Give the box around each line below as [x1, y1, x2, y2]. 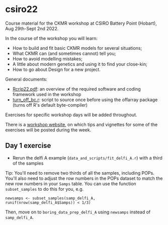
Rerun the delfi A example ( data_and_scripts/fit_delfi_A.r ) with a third [12, 155, 162, 161]
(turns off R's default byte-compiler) [12, 102, 88, 108]
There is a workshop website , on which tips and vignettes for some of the [5, 121, 158, 127]
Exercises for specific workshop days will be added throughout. [5, 112, 137, 118]
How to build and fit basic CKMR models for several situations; [12, 45, 142, 51]
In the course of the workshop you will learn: [5, 35, 98, 41]
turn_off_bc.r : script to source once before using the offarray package [12, 97, 158, 103]
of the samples [12, 160, 44, 166]
